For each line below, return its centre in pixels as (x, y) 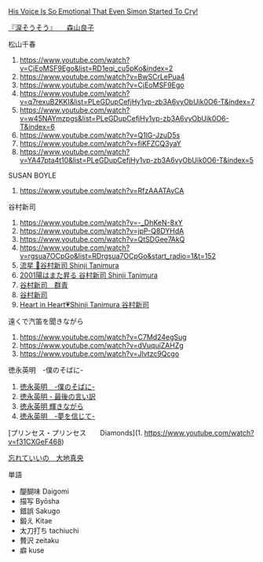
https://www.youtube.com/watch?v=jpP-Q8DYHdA (102, 231)
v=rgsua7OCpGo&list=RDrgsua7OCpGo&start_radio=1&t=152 (118, 256)
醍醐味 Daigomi (44, 491)
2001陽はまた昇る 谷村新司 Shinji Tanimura (89, 275)
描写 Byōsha (40, 501)
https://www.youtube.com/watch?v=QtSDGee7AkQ (102, 239)
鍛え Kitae (36, 521)
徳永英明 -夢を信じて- (57, 416)
